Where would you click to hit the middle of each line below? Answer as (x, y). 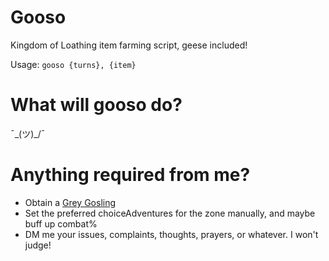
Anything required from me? (130, 175)
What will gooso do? (96, 105)
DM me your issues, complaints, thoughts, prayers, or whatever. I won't (171, 234)
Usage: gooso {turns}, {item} (73, 64)
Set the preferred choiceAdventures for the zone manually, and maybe (170, 213)
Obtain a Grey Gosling (70, 202)
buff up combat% (61, 223)
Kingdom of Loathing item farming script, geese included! (129, 45)
